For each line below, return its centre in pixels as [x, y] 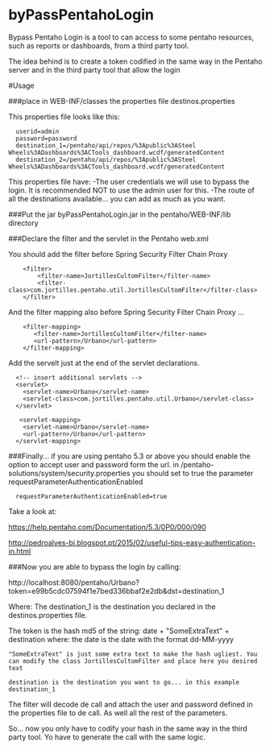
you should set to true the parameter [193, 473]
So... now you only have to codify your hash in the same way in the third [128, 728]
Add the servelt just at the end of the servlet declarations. [104, 363]
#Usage [21, 85]
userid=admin [37, 131]
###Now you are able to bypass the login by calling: [95, 566]
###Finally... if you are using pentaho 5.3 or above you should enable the [130, 456]
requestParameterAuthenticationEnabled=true [91, 496]
